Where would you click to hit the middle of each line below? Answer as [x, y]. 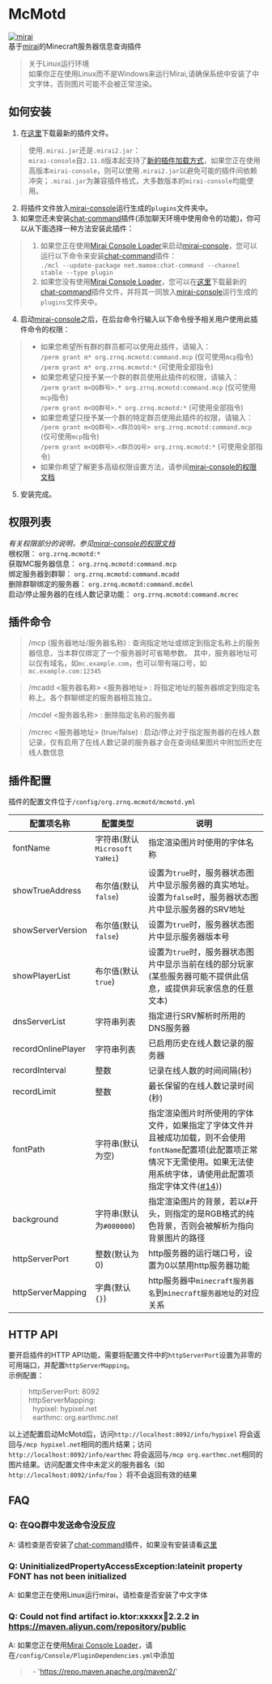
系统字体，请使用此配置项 [205, 1174]
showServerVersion [50, 930]
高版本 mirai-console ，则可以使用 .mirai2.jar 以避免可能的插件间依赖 [142, 170]
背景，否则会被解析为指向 [205, 1226]
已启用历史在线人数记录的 [197, 1044]
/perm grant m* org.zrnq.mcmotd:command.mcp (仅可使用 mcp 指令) [147, 356]
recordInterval [39, 1070]
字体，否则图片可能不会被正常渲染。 [96, 84]
